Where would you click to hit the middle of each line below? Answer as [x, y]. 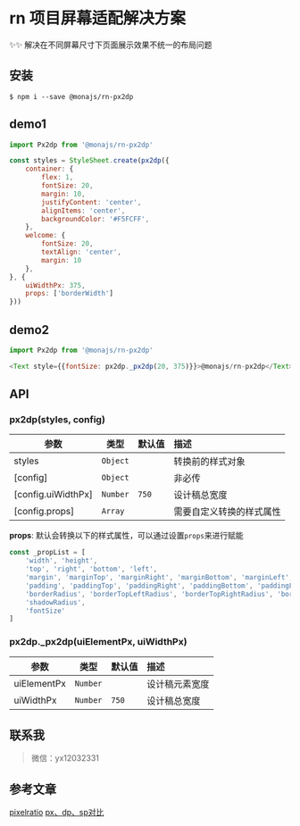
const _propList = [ [48, 553]
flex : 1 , [58, 178]
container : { [50, 169]
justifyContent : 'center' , [92, 202]
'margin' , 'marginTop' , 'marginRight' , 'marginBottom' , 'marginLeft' [158, 578]
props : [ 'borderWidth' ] [70, 294]
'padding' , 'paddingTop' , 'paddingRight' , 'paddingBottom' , [139, 586]
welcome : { [46, 236]
